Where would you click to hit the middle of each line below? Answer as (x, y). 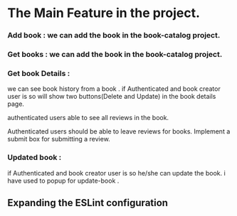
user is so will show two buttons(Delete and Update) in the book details (112, 97)
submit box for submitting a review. (59, 139)
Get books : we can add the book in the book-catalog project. (115, 55)
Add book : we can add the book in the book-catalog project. (114, 36)
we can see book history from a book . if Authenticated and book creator (114, 89)
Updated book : (35, 158)
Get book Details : (39, 73)
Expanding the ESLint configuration (88, 203)
